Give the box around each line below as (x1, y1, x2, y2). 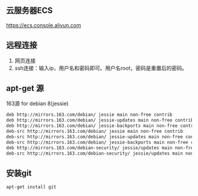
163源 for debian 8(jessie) (6, 100, 69, 107)
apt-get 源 (6, 83, 44, 93)
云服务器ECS (6, 5, 53, 16)
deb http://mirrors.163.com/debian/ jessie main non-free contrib (6, 112, 173, 118)
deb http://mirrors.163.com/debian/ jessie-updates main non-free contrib (6, 117, 194, 123)
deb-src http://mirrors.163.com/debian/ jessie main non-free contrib (6, 129, 183, 135)
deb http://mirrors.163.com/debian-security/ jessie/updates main (6, 145, 173, 151)
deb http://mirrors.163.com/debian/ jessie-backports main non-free (6, 123, 178, 129)
